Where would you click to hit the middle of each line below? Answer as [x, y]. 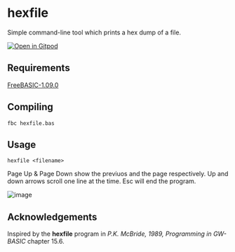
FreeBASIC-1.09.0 [33, 85]
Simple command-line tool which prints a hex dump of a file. [94, 32]
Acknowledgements [52, 217]
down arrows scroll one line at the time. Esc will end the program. [102, 181]
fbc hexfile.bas [31, 123]
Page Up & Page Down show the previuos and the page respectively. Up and [118, 174]
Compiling [31, 107]
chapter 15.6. [46, 241]
